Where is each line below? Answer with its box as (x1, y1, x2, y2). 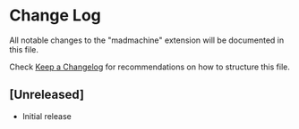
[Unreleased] (9, 87, 85, 102)
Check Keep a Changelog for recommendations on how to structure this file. (9, 61, 291, 72)
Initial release (21, 110, 72, 121)
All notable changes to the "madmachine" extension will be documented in (9, 35, 285, 45)
